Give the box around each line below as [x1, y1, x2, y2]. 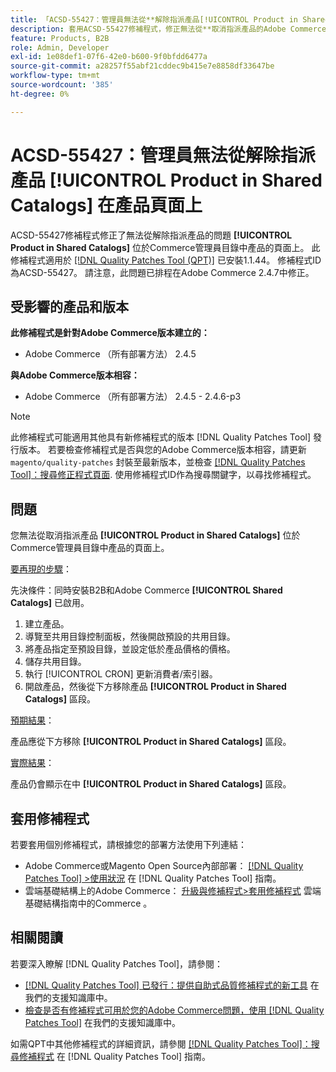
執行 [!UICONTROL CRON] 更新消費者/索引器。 [24, 668, 218, 680]
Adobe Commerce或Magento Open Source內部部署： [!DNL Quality [24, 860, 304, 871]
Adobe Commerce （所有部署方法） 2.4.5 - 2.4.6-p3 [24, 391, 242, 403]
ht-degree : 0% [10, 89, 70, 99]
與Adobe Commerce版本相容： [10, 369, 140, 381]
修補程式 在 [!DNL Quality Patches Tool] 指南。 [18, 1050, 211, 1062]
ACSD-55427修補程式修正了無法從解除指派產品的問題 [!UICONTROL [10, 229, 293, 241]
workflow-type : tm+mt [10, 71, 101, 81]
